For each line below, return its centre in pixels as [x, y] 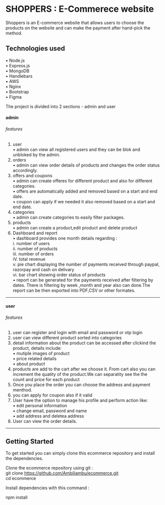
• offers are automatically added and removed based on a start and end [85, 191]
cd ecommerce [21, 478]
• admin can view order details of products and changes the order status [86, 165]
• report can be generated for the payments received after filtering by [83, 280]
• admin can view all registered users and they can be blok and [76, 149]
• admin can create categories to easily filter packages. [69, 217]
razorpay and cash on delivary [43, 269]
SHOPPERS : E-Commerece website [80, 9]
